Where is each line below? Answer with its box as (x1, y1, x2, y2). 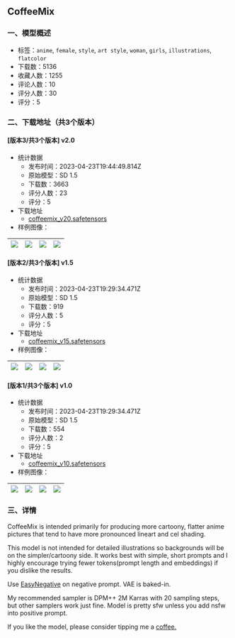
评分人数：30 (17, 89, 57, 97)
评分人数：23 (28, 188, 67, 197)
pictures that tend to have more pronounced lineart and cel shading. (7, 529, 206, 538)
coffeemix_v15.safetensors (28, 337, 106, 346)
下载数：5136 (17, 62, 57, 70)
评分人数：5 (28, 312, 64, 320)
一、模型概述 (7, 28, 52, 38)
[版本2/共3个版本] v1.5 (7, 258, 74, 267)
